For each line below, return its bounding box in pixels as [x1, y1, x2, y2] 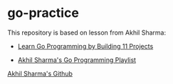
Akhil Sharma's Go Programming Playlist [17, 55, 137, 64]
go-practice [7, 5, 80, 21]
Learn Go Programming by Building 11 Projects [17, 42, 154, 50]
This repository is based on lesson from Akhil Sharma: [7, 28, 166, 37]
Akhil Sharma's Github [7, 69, 73, 78]
